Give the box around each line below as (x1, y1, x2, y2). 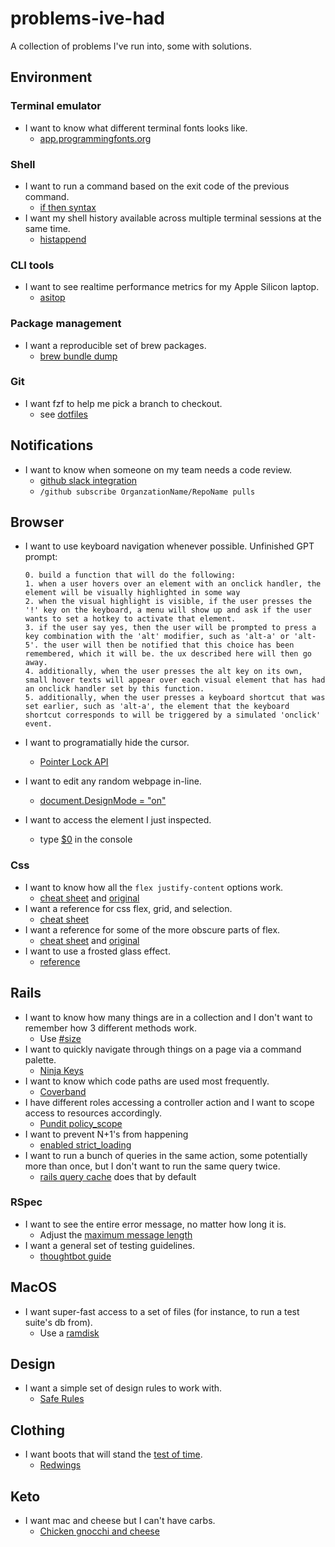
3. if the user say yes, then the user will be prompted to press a (24, 623, 317, 633)
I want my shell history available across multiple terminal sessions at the (24, 212, 322, 224)
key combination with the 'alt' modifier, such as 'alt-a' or (24, 632, 290, 642)
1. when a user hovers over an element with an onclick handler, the (24, 579, 322, 589)
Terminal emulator (10, 99, 102, 113)
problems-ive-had (10, 7, 165, 30)
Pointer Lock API (39, 756, 109, 768)
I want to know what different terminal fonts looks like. (24, 122, 248, 134)
